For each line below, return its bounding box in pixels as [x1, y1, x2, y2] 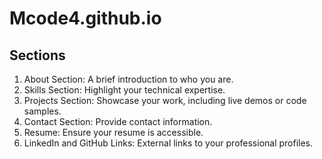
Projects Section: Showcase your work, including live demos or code [23, 95, 307, 106]
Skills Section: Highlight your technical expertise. [23, 84, 226, 96]
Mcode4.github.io [9, 7, 162, 30]
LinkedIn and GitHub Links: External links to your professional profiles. [23, 137, 314, 149]
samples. [23, 105, 62, 117]
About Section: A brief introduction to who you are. [23, 73, 234, 85]
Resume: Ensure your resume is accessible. [23, 127, 204, 138]
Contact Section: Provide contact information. [23, 116, 213, 127]
